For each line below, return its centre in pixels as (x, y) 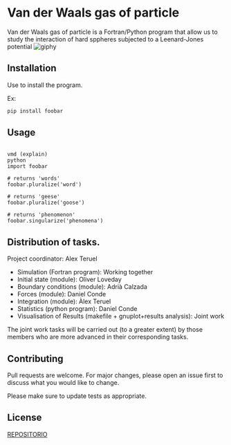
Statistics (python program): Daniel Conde (77, 309)
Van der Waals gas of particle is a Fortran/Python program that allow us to (112, 32)
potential (20, 46)
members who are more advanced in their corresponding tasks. (98, 337)
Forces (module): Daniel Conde (62, 294)
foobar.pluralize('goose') (46, 203)
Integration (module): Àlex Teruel (64, 301)
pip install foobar (35, 111)
